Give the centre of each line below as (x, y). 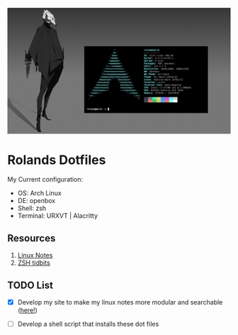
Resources (32, 238)
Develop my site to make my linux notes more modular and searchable (120, 302)
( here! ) (27, 310)
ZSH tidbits (34, 263)
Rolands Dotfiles (57, 160)
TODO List (30, 285)
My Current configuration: (45, 180)
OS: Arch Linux (39, 193)
